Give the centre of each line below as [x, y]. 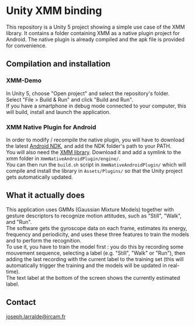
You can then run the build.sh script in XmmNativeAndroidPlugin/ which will [96, 164]
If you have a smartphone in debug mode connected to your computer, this [96, 106]
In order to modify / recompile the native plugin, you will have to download [95, 140]
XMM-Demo [24, 81]
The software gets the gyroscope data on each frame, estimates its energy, [97, 228]
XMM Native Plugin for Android [51, 127]
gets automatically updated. [39, 177]
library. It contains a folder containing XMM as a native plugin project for [93, 33]
